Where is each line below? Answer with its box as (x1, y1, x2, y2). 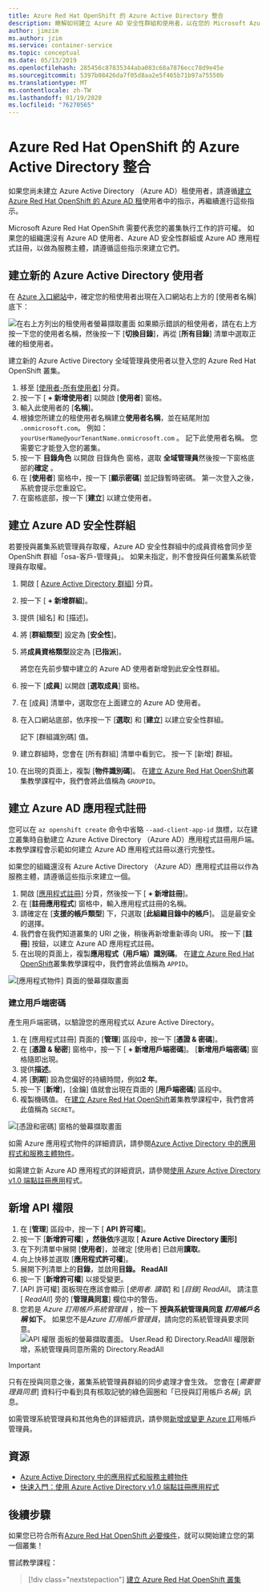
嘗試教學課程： (8, 1558, 58, 1567)
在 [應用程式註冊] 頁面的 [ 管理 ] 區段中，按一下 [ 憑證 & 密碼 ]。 (19, 1034, 223, 1044)
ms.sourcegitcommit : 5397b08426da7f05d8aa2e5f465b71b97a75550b (8, 71, 224, 79)
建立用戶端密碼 (8, 998, 66, 1009)
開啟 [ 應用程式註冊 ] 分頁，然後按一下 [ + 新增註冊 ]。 (19, 889, 192, 898)
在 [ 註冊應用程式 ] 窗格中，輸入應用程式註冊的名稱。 (19, 898, 191, 908)
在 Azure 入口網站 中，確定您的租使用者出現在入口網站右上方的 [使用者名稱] (8, 292, 256, 301)
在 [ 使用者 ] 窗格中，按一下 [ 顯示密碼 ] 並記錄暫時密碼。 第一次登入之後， (19, 473, 258, 482)
